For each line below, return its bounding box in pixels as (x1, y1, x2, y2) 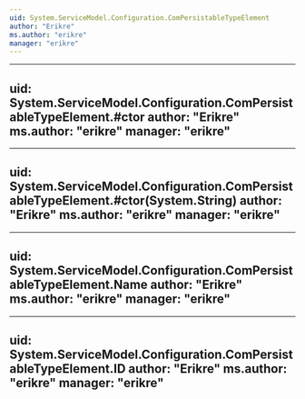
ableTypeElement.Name (9, 277, 148, 293)
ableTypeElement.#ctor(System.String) (9, 193, 238, 209)
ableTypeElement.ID (9, 361, 126, 377)
